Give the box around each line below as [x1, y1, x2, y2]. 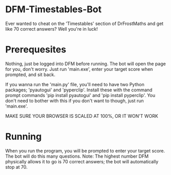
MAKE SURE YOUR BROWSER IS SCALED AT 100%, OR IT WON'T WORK [5, 113, 158, 119]
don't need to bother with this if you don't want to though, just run [5, 97, 144, 104]
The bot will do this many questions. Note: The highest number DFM [5, 153, 149, 159]
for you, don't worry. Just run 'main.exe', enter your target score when [5, 66, 153, 72]
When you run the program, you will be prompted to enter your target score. [5, 147, 165, 154]
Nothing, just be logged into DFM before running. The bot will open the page [5, 60, 166, 67]
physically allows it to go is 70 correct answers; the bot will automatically [5, 158, 159, 164]
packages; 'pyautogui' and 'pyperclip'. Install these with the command [5, 87, 153, 93]
